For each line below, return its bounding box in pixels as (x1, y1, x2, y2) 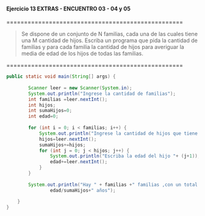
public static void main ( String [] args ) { (6, 73, 116, 80)
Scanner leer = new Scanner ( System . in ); (28, 84, 132, 91)
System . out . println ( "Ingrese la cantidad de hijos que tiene (38, 130, 198, 136)
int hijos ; (28, 102, 56, 108)
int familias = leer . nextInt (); (28, 96, 108, 102)
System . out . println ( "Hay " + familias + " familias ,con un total (28, 181, 198, 188)
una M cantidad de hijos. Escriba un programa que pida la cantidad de (21, 37, 198, 44)
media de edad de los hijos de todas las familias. (21, 50, 143, 58)
